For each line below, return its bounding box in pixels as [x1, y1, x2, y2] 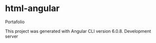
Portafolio [5, 19, 25, 25]
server [5, 33, 19, 39]
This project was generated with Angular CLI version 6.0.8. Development [5, 28, 152, 34]
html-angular [5, 3, 60, 14]
